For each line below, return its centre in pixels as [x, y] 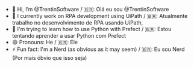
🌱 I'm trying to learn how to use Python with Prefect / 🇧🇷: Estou [92, 29]
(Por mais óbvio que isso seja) [49, 58]
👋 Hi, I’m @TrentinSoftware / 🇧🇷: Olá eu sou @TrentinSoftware [90, 9]
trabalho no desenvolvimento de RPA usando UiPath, [77, 23]
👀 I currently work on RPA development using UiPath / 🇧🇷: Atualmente [100, 16]
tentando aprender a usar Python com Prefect [69, 36]
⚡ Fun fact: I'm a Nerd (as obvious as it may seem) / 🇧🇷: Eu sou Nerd [98, 49]
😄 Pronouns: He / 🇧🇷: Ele [45, 42]
